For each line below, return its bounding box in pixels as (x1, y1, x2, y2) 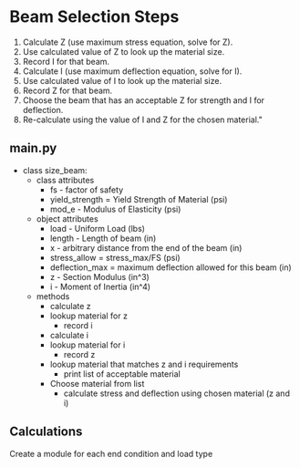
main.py (9, 140, 57, 156)
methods (36, 290, 70, 302)
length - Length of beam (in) (49, 233, 157, 244)
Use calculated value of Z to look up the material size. (22, 46, 225, 57)
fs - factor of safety (49, 184, 124, 195)
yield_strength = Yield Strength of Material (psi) (49, 193, 228, 204)
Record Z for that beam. (22, 85, 113, 96)
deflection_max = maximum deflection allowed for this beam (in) (49, 262, 292, 273)
